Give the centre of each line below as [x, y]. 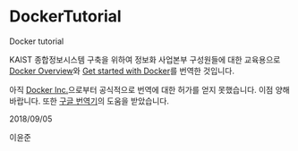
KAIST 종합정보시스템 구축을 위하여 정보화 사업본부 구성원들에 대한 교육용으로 [145, 59]
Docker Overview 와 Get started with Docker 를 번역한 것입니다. [122, 71]
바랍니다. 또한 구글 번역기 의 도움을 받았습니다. [89, 101]
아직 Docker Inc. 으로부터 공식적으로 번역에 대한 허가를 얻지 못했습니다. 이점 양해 [150, 89]
